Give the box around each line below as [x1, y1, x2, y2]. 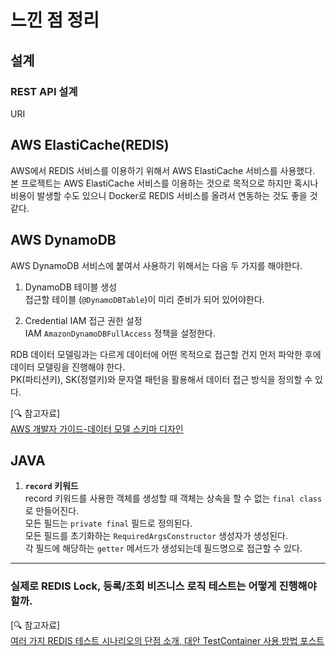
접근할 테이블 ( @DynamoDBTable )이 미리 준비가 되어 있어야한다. [24, 293, 265, 305]
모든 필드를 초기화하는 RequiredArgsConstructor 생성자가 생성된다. [24, 530, 289, 542]
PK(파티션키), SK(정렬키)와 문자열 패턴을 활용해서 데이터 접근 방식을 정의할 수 [10, 373, 313, 385]
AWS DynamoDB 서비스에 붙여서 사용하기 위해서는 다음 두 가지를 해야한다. [10, 259, 303, 271]
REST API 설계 [10, 84, 78, 98]
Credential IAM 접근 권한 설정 [24, 314, 143, 326]
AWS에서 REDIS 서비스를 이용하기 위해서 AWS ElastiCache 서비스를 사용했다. [10, 164, 316, 176]
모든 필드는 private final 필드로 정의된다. [24, 517, 193, 530]
